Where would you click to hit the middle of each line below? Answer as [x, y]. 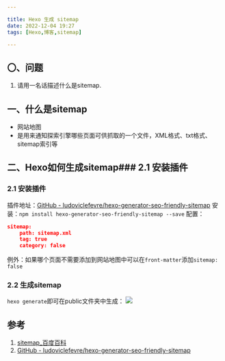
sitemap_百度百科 [42, 343]
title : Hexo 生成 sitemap [43, 19]
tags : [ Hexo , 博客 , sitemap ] [44, 32]
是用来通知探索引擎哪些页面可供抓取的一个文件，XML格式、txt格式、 [114, 135]
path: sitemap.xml [45, 233]
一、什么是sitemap [47, 109]
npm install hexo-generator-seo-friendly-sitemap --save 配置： [112, 214]
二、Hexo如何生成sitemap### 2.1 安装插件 [97, 167]
